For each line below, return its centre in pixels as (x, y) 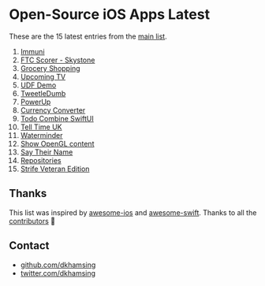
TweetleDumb (43, 93)
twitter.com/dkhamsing (58, 273)
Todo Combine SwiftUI (57, 118)
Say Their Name (47, 152)
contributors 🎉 (32, 221)
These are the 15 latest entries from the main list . (88, 36)
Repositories (41, 160)
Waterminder (41, 135)
